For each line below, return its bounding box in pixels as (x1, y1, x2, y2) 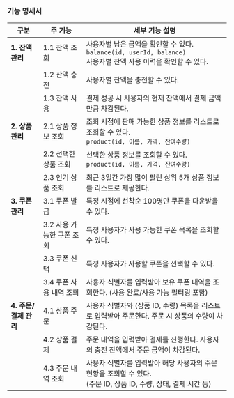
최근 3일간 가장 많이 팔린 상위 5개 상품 (86, 173, 205, 183)
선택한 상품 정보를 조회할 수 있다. (86, 150, 188, 160)
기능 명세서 (7, 6, 42, 15)
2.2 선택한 (42, 149, 75, 159)
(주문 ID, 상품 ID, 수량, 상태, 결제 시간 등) (86, 379, 212, 389)
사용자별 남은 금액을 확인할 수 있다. (86, 40, 194, 49)
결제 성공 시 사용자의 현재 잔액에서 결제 (86, 93, 207, 103)
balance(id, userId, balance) (86, 49, 187, 56)
